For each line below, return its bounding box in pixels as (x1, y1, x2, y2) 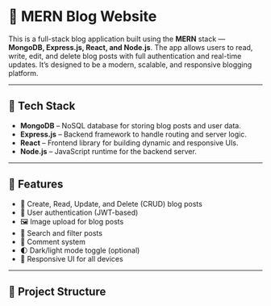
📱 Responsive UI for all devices (19, 254, 123, 263)
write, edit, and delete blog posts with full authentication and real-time (8, 51, 242, 61)
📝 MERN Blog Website (8, 7, 157, 26)
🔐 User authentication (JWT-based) (19, 207, 139, 217)
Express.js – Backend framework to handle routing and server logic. (19, 129, 248, 139)
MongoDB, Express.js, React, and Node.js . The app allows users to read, (8, 42, 253, 52)
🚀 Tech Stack (8, 99, 76, 113)
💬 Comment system (19, 237, 86, 246)
